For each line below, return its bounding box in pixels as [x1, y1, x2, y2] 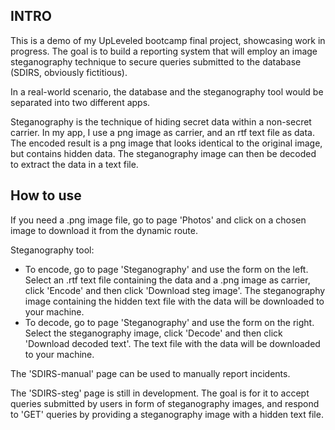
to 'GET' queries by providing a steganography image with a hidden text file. [10, 408, 324, 420]
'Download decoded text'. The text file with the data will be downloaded [24, 337, 321, 349]
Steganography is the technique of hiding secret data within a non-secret [10, 115, 312, 128]
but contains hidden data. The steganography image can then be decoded [10, 147, 317, 159]
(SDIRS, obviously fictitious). [10, 66, 128, 78]
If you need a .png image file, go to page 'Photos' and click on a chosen [10, 214, 307, 226]
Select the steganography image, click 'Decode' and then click [24, 327, 283, 339]
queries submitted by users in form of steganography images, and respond [10, 397, 320, 409]
